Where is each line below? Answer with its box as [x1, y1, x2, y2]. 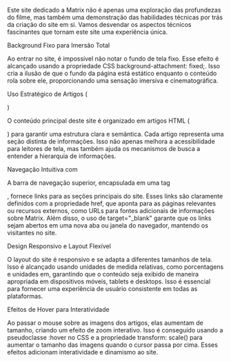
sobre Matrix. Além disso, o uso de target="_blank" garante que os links [7, 214, 212, 222]
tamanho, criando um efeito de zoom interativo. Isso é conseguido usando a [7, 326, 223, 334]
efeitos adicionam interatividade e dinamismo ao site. [7, 348, 159, 356]
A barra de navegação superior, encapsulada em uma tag [7, 179, 170, 187]
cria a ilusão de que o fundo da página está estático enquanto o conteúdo [7, 69, 217, 77]
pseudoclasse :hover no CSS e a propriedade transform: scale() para [7, 334, 203, 341]
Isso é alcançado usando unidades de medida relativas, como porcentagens [7, 263, 224, 271]
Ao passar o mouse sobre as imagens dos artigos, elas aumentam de [7, 319, 203, 327]
